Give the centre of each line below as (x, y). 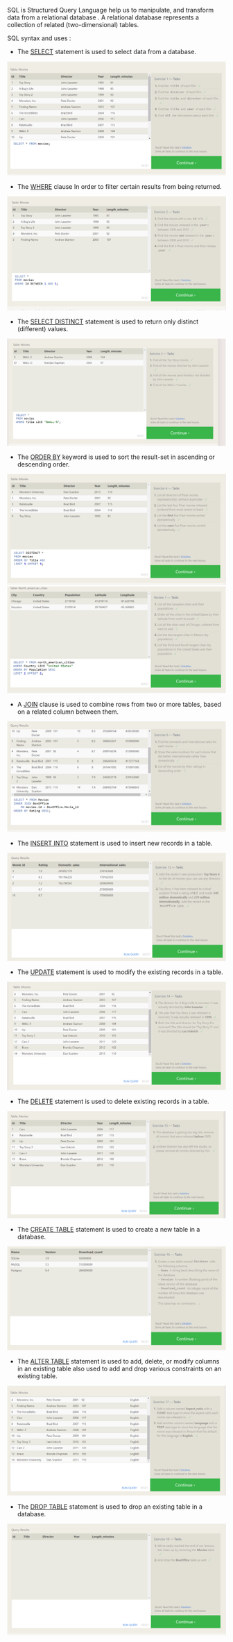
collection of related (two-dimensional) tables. (73, 25)
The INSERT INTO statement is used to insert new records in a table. (115, 844)
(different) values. (43, 328)
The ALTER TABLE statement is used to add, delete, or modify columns (118, 1361)
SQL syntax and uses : (39, 38)
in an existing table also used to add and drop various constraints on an (119, 1368)
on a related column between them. (68, 712)
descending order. (43, 464)
